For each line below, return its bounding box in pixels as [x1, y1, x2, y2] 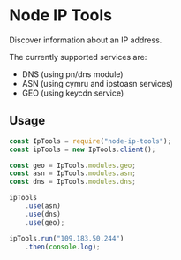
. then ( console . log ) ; [25, 242, 101, 251]
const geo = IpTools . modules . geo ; [9, 161, 137, 170]
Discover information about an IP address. [9, 34, 162, 45]
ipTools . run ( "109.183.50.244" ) [9, 233, 124, 243]
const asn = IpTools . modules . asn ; [9, 169, 137, 178]
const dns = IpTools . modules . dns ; [9, 178, 137, 187]
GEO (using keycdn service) [21, 88, 124, 98]
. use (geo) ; [25, 218, 65, 226]
